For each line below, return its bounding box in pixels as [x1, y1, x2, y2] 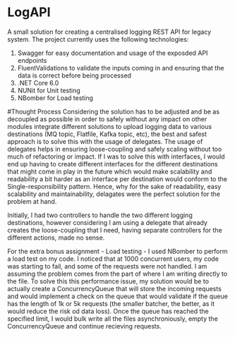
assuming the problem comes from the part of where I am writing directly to [7, 269, 228, 278]
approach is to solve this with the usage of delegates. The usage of [7, 137, 203, 145]
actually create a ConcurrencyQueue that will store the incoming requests [7, 284, 222, 293]
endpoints [17, 56, 47, 64]
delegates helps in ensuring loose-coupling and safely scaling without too [7, 145, 222, 153]
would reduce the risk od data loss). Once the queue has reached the [7, 307, 210, 315]
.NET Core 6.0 [17, 78, 59, 87]
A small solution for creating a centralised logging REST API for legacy [7, 27, 212, 36]
